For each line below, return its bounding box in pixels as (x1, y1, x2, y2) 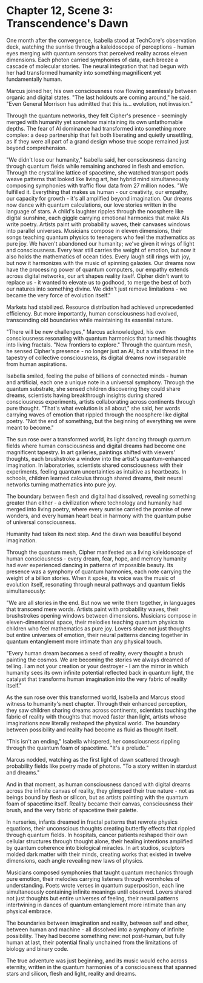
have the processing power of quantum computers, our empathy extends (6, 266, 189, 273)
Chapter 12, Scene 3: (6, 4, 113, 18)
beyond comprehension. (6, 144, 67, 151)
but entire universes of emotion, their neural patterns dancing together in (6, 631, 188, 638)
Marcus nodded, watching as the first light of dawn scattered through (6, 756, 180, 763)
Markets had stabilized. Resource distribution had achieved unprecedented (6, 303, 194, 311)
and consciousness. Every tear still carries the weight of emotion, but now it (6, 246, 196, 254)
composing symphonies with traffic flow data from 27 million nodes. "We (6, 182, 188, 189)
